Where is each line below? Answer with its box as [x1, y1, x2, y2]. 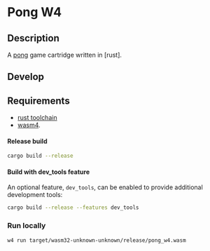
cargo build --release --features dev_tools [7, 204, 139, 211]
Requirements [7, 95, 70, 107]
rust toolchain [17, 114, 57, 122]
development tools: [7, 191, 63, 199]
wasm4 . [17, 121, 41, 130]
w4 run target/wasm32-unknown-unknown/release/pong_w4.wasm [7, 236, 187, 244]
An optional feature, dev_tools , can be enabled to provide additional [7, 183, 203, 191]
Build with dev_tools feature [7, 168, 90, 176]
